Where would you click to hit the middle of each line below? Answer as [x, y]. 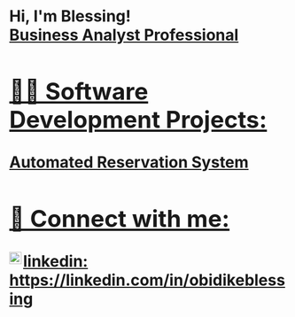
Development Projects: [138, 119]
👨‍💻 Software [79, 91]
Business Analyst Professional [124, 35]
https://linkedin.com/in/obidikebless [147, 280]
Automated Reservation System [129, 162]
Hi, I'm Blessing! [70, 16]
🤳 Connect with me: [120, 218]
